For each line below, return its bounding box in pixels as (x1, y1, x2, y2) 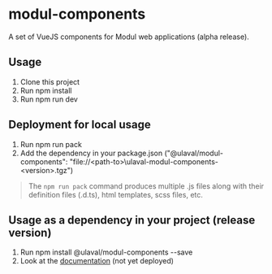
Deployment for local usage (8, 118, 152, 132)
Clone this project (19, 76, 80, 86)
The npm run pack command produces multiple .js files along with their (28, 180, 265, 191)
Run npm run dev (19, 94, 79, 104)
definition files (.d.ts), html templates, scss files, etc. (28, 189, 203, 199)
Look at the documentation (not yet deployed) (19, 256, 175, 266)
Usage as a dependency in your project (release (8, 213, 256, 227)
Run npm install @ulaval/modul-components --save (19, 247, 193, 257)
